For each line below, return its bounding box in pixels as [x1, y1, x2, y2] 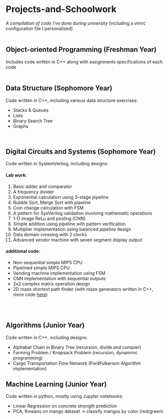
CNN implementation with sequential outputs [13, 275, 106, 281]
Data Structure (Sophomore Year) [6, 84, 112, 92]
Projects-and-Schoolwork [6, 4, 117, 15]
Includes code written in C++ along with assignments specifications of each [6, 59, 163, 65]
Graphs [13, 123, 29, 129]
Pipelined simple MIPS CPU [13, 265, 70, 271]
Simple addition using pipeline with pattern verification [13, 221, 126, 227]
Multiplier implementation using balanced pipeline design [13, 226, 131, 232]
